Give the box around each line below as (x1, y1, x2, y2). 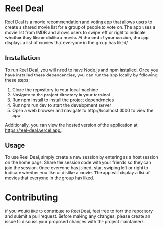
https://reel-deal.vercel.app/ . (5, 127, 63, 133)
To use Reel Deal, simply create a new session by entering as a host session (5, 154, 159, 160)
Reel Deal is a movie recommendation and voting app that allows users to (5, 19, 153, 25)
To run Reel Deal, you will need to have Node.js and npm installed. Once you (5, 67, 159, 73)
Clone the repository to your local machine (12, 86, 98, 93)
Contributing (5, 192, 58, 203)
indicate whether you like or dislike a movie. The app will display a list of (5, 170, 150, 175)
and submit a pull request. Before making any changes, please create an (5, 213, 150, 219)
